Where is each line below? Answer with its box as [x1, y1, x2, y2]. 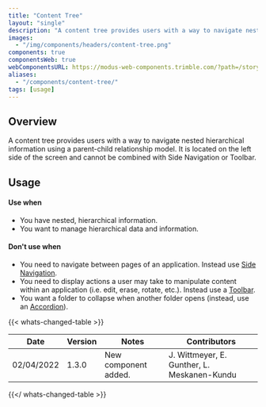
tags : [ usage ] [8, 85, 55, 94]
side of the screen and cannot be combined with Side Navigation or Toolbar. [8, 152, 257, 163]
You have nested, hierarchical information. [19, 215, 158, 225]
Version [66, 336, 97, 347]
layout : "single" [8, 19, 66, 27]
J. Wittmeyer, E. [169, 349, 227, 360]
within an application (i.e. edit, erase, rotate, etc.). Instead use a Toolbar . [19, 285, 256, 294]
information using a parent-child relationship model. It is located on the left [8, 144, 252, 154]
